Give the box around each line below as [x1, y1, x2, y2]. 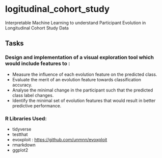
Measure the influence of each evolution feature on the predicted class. [12, 71, 157, 77]
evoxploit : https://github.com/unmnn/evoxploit [12, 136, 108, 142]
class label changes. [12, 92, 54, 98]
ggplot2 [12, 147, 28, 153]
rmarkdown [12, 142, 36, 148]
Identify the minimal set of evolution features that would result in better [12, 97, 156, 103]
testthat [12, 131, 28, 137]
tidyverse [12, 126, 31, 132]
